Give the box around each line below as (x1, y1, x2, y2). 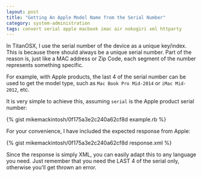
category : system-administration (6, 20, 90, 26)
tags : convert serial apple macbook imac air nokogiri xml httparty (6, 25, 182, 32)
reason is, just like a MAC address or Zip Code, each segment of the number (6, 55, 197, 62)
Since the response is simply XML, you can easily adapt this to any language (6, 151, 197, 158)
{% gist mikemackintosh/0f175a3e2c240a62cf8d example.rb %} (6, 116, 166, 123)
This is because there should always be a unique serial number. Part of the (6, 49, 192, 56)
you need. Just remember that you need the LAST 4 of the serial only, (6, 158, 180, 165)
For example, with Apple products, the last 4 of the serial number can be (6, 73, 186, 80)
